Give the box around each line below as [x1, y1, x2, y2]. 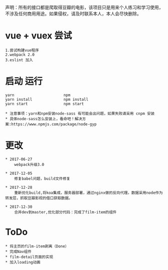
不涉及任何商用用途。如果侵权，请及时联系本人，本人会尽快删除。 [5, 11, 141, 17]
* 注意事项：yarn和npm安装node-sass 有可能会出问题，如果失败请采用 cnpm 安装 [5, 111, 155, 116]
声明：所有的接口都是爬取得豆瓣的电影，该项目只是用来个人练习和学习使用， [5, 5, 163, 10]
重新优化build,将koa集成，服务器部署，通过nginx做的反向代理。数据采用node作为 [14, 190, 163, 195]
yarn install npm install [5, 97, 89, 102]
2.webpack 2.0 [5, 52, 35, 57]
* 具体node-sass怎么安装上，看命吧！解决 [5, 116, 83, 121]
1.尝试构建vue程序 [5, 48, 39, 53]
